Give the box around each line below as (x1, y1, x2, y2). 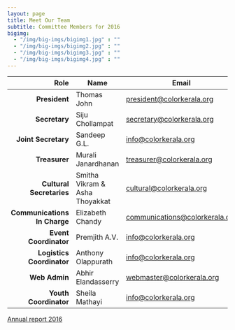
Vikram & (76, 179, 106, 189)
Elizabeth (76, 208, 106, 217)
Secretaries (29, 187, 69, 197)
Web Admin (29, 272, 69, 282)
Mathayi (76, 296, 103, 306)
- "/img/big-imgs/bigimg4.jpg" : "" (13, 56, 120, 63)
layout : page (7, 10, 45, 17)
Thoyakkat (76, 196, 111, 206)
